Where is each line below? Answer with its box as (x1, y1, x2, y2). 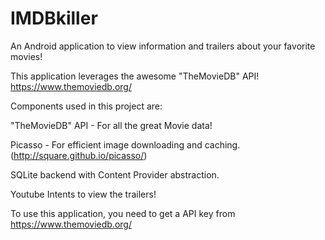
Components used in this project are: (10, 100, 163, 112)
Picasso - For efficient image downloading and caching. (10, 138, 241, 151)
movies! (10, 50, 43, 62)
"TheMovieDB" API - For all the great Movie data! (10, 119, 213, 131)
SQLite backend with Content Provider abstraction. (10, 168, 220, 181)
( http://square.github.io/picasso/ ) (10, 149, 148, 161)
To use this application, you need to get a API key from (10, 207, 236, 219)
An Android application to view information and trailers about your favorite (10, 40, 316, 52)
